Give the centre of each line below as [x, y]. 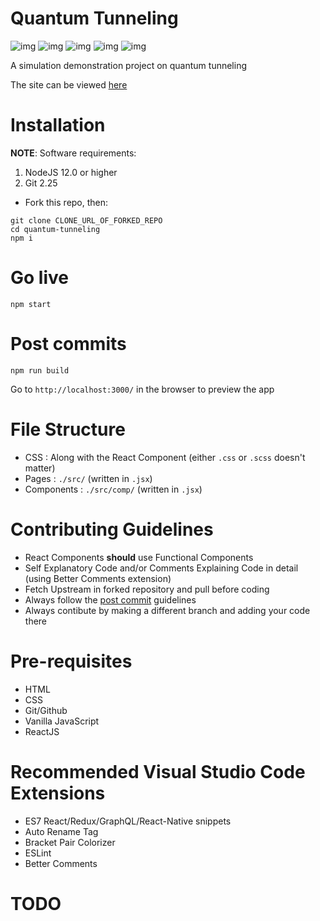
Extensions [58, 793]
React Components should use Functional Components [139, 557]
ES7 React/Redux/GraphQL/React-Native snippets [128, 821]
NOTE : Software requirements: [73, 153]
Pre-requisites [71, 661]
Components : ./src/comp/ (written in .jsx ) [113, 489]
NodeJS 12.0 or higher [71, 172]
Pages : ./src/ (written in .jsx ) [88, 478]
